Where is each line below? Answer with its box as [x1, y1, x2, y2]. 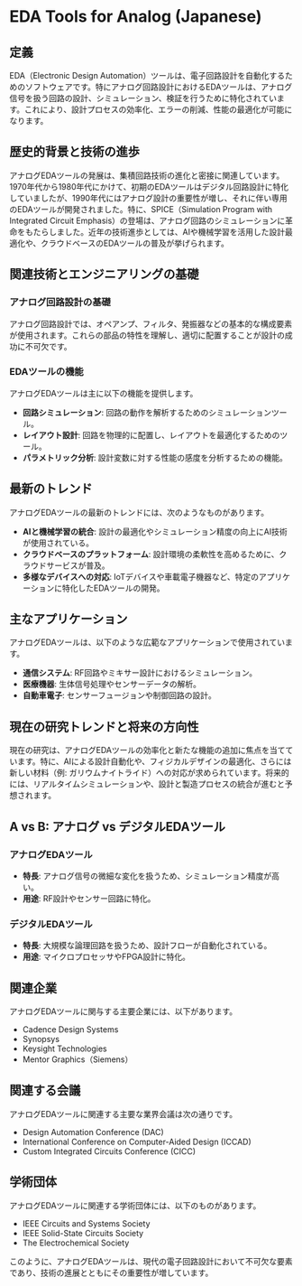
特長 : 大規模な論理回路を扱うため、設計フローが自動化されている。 [22, 940, 272, 951]
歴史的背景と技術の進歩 [9, 144, 140, 160]
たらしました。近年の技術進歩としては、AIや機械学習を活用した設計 [32, 226, 286, 237]
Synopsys [22, 1034, 60, 1045]
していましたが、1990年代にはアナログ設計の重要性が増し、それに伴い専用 [9, 192, 288, 203]
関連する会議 [9, 1083, 81, 1098]
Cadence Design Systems [22, 1024, 119, 1035]
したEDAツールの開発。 [78, 582, 165, 593]
